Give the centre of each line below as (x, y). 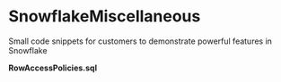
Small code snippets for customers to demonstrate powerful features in (140, 41)
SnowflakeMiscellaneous (105, 16)
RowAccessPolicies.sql (53, 68)
